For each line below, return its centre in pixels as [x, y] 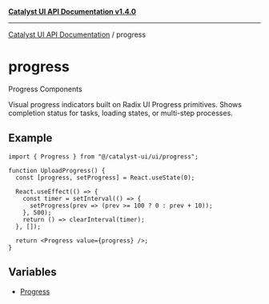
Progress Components [45, 89]
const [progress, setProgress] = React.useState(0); [105, 178]
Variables [33, 272]
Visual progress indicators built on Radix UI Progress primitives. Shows [125, 104]
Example [30, 138]
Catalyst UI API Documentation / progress [77, 34]
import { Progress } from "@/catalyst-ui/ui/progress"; [103, 156]
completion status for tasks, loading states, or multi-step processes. [121, 113]
